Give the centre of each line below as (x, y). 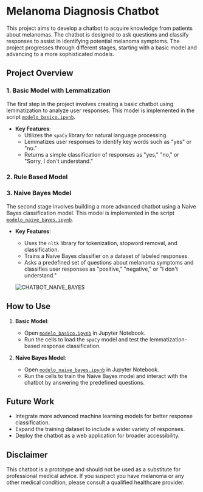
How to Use (29, 306)
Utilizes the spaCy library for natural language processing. (96, 135)
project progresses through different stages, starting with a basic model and (102, 48)
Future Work (30, 401)
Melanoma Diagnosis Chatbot (83, 11)
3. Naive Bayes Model (39, 193)
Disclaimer (27, 455)
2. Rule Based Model (37, 177)
